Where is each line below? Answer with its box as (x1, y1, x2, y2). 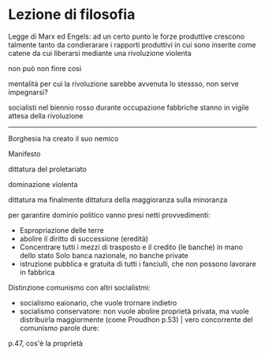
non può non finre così (8, 63, 82, 73)
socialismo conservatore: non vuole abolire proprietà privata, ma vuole (19, 306, 250, 316)
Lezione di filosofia (8, 6, 136, 24)
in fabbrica (19, 267, 55, 277)
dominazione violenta (8, 179, 78, 189)
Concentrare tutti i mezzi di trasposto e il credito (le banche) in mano (19, 242, 243, 252)
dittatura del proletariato (8, 164, 87, 174)
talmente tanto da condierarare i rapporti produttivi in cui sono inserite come (8, 39, 256, 49)
